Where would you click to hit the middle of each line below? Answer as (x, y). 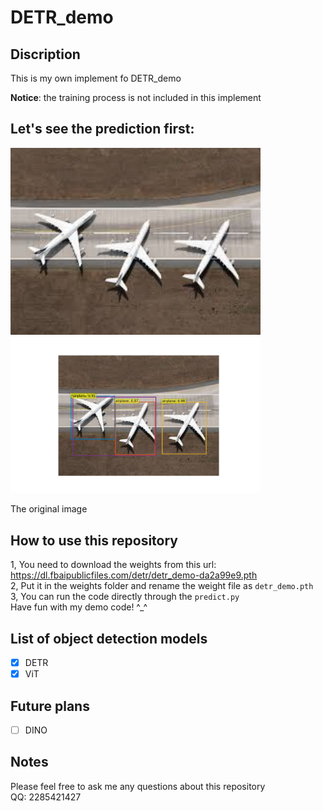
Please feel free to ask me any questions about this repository (138, 786)
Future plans (50, 706)
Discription (45, 54)
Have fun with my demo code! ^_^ (79, 607)
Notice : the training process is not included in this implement (136, 97)
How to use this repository (94, 540)
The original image (49, 509)
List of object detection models (109, 638)
